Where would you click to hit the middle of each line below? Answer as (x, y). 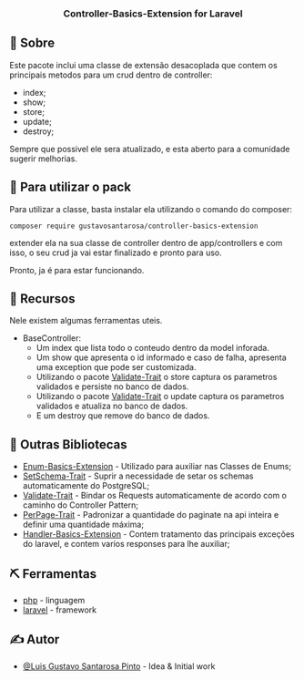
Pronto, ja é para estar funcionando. (77, 270)
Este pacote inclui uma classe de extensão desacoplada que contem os (143, 65)
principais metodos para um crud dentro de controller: (111, 75)
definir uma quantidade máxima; (83, 525)
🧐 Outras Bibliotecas (68, 444)
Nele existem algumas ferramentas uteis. (86, 321)
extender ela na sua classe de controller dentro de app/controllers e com (146, 242)
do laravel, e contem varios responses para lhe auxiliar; (126, 544)
